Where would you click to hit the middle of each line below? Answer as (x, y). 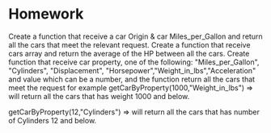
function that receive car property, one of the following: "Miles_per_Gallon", (134, 62)
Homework (46, 14)
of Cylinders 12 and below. (53, 120)
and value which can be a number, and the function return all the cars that (132, 79)
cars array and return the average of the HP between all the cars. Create (129, 53)
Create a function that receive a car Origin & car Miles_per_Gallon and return (135, 36)
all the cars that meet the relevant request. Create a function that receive (129, 44)
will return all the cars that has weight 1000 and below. (99, 96)
